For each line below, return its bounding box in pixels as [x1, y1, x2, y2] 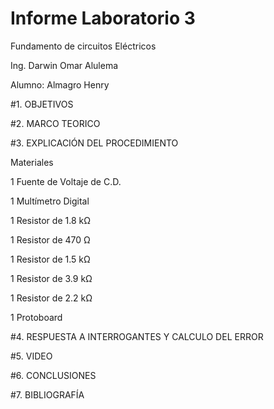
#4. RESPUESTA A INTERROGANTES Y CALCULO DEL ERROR [10, 330, 264, 342]
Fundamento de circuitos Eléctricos [10, 40, 157, 52]
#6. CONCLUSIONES [10, 369, 97, 381]
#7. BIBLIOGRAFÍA [10, 388, 85, 401]
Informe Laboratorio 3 [10, 7, 196, 30]
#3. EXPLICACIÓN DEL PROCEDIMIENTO [10, 137, 179, 149]
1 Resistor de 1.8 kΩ [10, 214, 91, 226]
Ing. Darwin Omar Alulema [10, 59, 119, 71]
